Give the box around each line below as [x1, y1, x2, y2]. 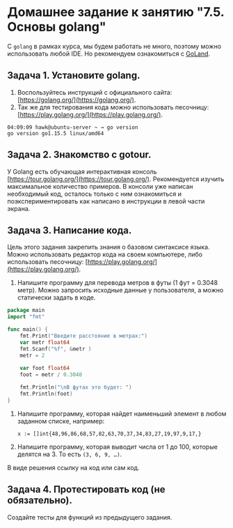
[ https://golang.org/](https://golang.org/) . [17, 95, 136, 104]
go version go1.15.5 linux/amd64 [7, 130, 104, 137]
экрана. [7, 204, 31, 212]
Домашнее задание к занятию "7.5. [7, 4, 225, 20]
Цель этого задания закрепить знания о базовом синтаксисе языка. [7, 243, 210, 251]
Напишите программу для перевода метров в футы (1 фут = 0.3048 [17, 279, 218, 287]
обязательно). [7, 495, 73, 506]
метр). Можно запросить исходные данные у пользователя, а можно [17, 286, 224, 295]
